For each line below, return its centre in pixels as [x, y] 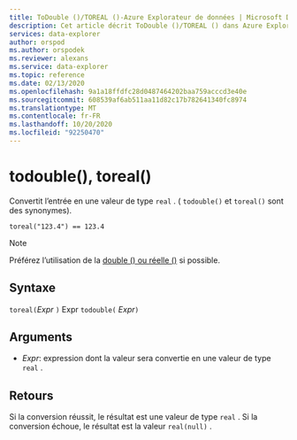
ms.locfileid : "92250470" [57, 133]
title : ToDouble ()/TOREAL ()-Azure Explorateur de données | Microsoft [146, 17]
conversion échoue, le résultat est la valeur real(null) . [110, 427]
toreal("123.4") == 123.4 [57, 227]
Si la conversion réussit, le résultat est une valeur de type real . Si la [133, 417]
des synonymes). [41, 210]
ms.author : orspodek [47, 50]
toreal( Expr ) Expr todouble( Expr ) [74, 309]
